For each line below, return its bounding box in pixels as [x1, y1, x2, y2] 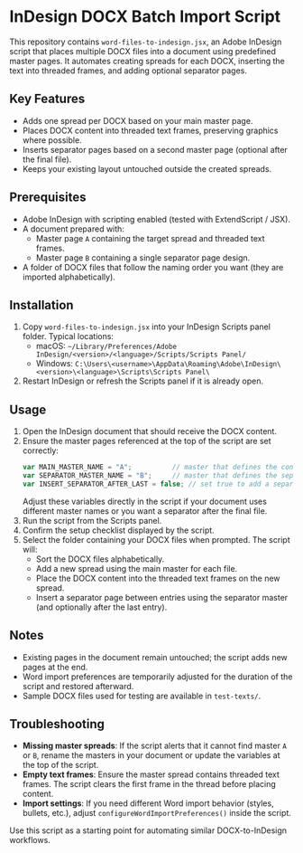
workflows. [9, 835, 51, 846]
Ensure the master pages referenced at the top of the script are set [22, 436, 272, 447]
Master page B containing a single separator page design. [35, 251, 251, 263]
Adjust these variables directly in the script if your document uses [22, 496, 268, 507]
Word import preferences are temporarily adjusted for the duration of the [22, 671, 293, 682]
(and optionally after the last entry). [35, 602, 168, 612]
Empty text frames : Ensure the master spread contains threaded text [22, 769, 280, 780]
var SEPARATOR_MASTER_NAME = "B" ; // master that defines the [22, 471, 278, 480]
